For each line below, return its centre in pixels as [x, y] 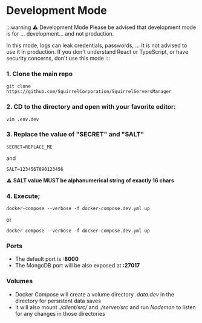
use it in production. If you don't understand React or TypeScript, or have [97, 51]
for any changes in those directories [60, 313]
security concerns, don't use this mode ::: [58, 58]
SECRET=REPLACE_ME [29, 147]
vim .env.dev [23, 119]
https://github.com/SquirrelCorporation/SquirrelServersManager [89, 92]
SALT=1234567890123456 [35, 169]
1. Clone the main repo [40, 74]
